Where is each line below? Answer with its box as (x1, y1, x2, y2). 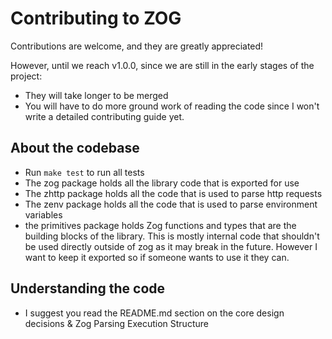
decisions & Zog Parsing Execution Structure (24, 317, 209, 329)
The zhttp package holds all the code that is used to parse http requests (24, 187, 323, 199)
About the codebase (10, 140, 140, 157)
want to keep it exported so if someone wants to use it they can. (24, 251, 290, 263)
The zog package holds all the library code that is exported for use (24, 177, 300, 189)
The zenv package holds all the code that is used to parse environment (24, 198, 318, 210)
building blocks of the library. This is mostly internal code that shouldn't (24, 230, 320, 242)
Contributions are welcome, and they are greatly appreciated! (10, 40, 264, 52)
